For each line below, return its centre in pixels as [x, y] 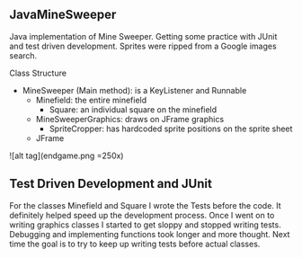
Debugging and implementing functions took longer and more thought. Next [150, 234]
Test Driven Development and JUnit [111, 184]
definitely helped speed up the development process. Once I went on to [142, 215]
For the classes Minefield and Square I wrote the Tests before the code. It [145, 205]
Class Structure [38, 73]
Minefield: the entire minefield [91, 100]
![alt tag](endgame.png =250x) [67, 156]
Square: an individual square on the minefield [133, 109]
